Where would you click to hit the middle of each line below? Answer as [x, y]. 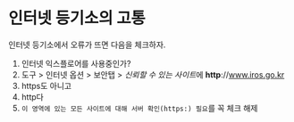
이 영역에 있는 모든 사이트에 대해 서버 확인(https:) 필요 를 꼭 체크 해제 [139, 108]
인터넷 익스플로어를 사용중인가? [76, 63]
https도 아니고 [46, 85]
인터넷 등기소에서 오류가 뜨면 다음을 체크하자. [87, 45]
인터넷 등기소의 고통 [77, 18]
